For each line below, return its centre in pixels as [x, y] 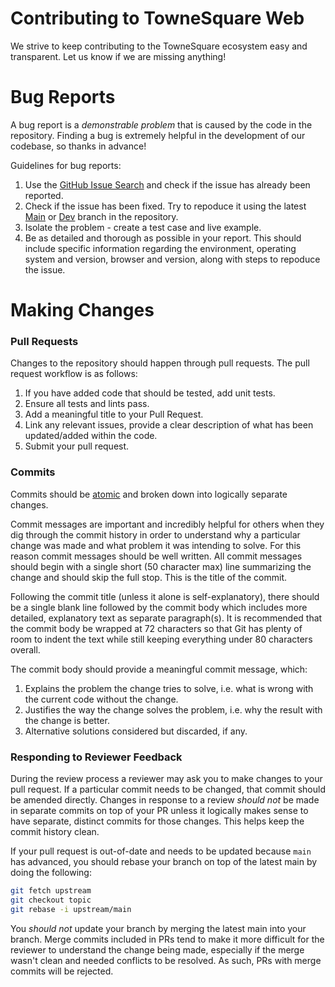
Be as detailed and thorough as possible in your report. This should [163, 238]
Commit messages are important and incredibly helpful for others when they [167, 524]
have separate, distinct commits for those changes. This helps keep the [157, 821]
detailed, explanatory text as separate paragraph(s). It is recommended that [166, 618]
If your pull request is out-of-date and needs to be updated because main [161, 851]
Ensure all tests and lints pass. [87, 404]
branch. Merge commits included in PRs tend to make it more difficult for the [167, 939]
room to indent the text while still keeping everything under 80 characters [161, 639]
